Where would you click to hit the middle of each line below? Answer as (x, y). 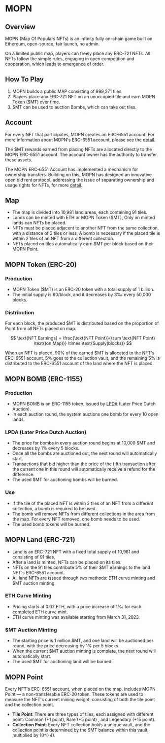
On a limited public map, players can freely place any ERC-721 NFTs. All (78, 53)
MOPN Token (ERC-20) (41, 264)
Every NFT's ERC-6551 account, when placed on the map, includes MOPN (81, 689)
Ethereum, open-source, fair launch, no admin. (52, 44)
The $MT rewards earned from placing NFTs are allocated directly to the (79, 149)
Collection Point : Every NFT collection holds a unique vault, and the (81, 724)
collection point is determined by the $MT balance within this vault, (80, 730)
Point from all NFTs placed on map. (41, 329)
